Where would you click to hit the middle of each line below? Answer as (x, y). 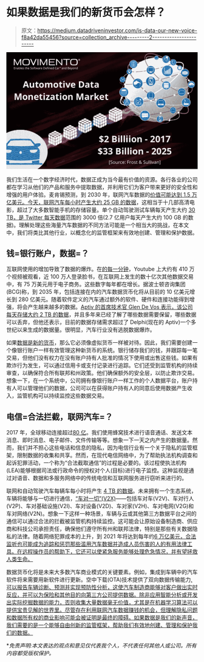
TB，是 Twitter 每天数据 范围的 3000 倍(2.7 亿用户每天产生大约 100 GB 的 (97, 217)
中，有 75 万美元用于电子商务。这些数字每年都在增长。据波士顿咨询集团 (96, 284)
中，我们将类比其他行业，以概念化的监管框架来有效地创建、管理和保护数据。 (102, 232)
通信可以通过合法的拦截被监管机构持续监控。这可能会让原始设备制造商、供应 (102, 521)
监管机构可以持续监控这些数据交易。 (62, 396)
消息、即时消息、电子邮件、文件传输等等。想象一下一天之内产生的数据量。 (99, 440)
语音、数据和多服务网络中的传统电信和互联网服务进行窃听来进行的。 (102, 478)
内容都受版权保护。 (30, 654)
